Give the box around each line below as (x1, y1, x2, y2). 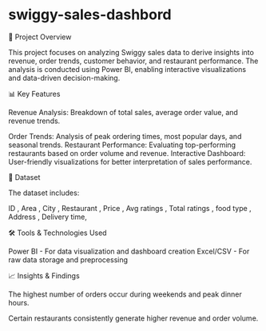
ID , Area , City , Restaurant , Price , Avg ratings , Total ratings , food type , (8, 203, 252, 213)
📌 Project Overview (8, 32, 72, 42)
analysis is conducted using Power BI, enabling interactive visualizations (8, 64, 246, 74)
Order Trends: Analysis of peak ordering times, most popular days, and (8, 131, 242, 141)
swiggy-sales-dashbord (8, 6, 172, 24)
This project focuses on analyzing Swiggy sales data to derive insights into (8, 47, 254, 57)
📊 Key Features (8, 89, 61, 98)
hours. (8, 297, 30, 307)
